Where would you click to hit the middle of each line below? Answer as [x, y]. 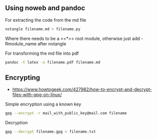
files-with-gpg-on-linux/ [37, 95]
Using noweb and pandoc [45, 8]
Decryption [17, 123]
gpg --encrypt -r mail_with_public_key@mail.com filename [66, 113]
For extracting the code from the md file [46, 20]
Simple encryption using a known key [43, 104]
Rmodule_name [21, 43]
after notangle [52, 43]
